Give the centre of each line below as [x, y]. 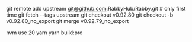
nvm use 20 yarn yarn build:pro [44, 33]
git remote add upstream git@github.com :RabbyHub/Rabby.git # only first [96, 9]
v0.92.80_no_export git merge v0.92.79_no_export [68, 21]
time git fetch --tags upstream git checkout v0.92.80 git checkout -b [90, 15]
